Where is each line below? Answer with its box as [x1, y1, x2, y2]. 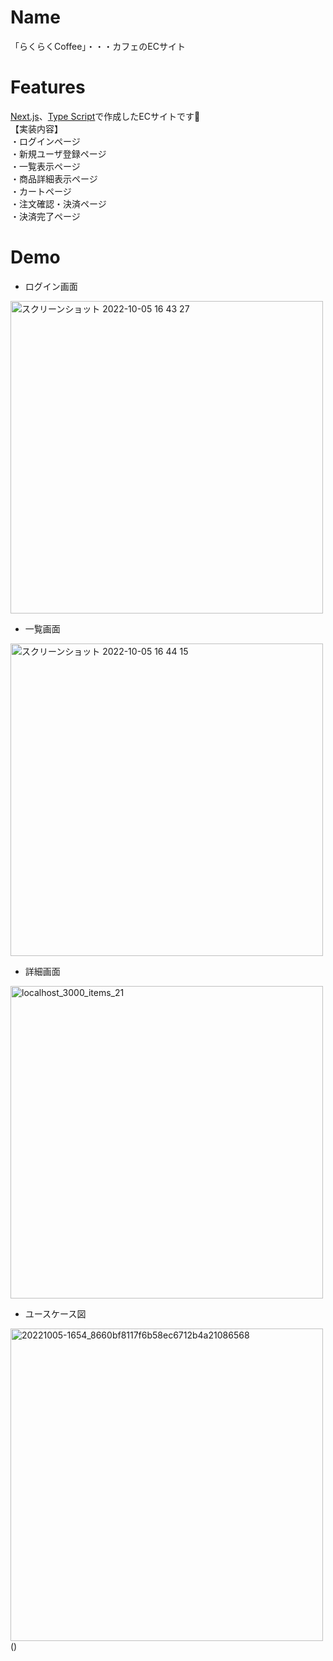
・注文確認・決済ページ [10, 197, 107, 210]
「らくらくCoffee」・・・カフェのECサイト [10, 40, 186, 52]
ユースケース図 [24, 1307, 87, 1320]
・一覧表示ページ [10, 160, 81, 172]
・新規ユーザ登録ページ [10, 147, 107, 160]
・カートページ [10, 185, 72, 197]
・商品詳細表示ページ [10, 172, 98, 185]
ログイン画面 [24, 280, 78, 292]
